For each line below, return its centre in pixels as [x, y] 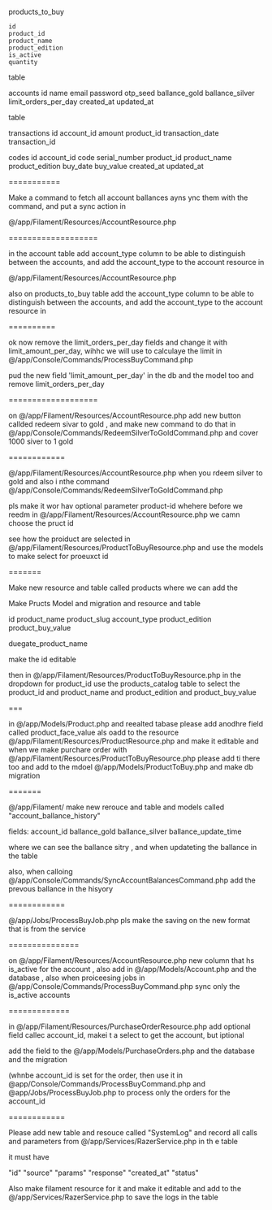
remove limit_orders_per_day [56, 384]
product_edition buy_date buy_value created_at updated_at [106, 166]
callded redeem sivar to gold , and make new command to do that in [122, 424]
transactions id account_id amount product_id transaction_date [114, 133]
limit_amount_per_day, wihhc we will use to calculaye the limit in [115, 351]
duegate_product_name [48, 644]
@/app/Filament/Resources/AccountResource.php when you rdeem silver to [136, 473]
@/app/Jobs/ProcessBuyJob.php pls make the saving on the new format [130, 920]
